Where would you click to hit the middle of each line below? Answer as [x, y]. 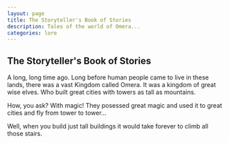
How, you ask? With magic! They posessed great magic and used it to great [115, 106]
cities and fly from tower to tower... [57, 113]
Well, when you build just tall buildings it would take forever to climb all [108, 126]
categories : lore [32, 33]
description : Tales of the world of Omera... [74, 26]
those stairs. [25, 134]
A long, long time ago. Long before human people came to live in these [108, 77]
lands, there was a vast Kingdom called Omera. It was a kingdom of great [112, 85]
